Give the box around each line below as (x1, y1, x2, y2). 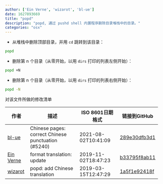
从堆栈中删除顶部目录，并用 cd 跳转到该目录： (12, 39, 104, 45)
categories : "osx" (5, 25, 42, 30)
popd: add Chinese (30, 165, 74, 171)
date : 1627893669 (5, 12, 40, 17)
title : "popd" (5, 16, 34, 21)
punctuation (30, 137, 58, 144)
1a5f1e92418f (119, 168, 154, 175)
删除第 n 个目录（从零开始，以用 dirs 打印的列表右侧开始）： (12, 77, 132, 83)
